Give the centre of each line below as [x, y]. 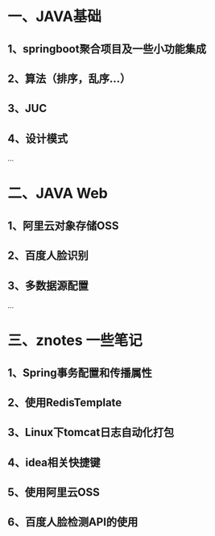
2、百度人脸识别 [48, 256]
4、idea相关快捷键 [54, 462]
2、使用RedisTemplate [65, 403]
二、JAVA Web [58, 193]
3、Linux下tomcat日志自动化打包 [91, 432]
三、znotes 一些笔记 [75, 341]
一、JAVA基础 [55, 17]
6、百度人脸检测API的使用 [73, 522]
